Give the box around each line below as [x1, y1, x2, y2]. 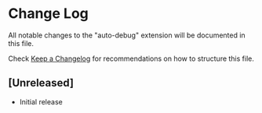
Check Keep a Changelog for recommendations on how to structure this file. [8, 54, 255, 63]
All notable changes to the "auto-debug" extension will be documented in [8, 30, 246, 40]
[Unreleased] [8, 76, 75, 90]
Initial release [19, 97, 63, 106]
